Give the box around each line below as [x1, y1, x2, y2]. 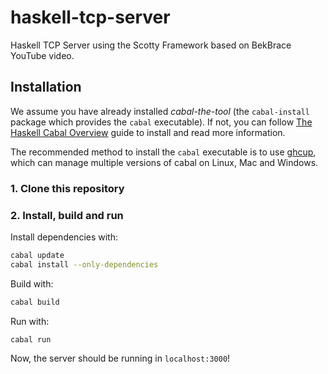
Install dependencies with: [10, 231, 119, 243]
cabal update [10, 250, 65, 260]
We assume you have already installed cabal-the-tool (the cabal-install [10, 105, 310, 117]
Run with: [10, 315, 50, 327]
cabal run [10, 334, 52, 345]
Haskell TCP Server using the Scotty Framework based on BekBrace [10, 39, 292, 51]
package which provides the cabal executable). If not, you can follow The [10, 116, 313, 128]
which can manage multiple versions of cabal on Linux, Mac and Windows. [10, 156, 319, 168]
